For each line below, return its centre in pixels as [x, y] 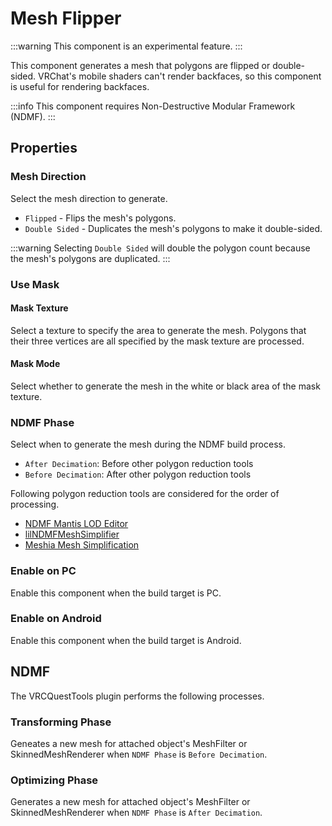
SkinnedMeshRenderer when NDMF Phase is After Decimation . [136, 813]
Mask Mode [35, 364]
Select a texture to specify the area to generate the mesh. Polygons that [158, 330]
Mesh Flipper [66, 18]
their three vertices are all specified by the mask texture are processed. [157, 341]
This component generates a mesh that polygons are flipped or [140, 65]
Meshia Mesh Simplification [82, 545]
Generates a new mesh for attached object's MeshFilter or [130, 802]
